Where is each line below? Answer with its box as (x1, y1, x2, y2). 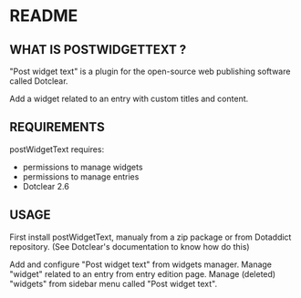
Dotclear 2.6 (22, 180, 70, 191)
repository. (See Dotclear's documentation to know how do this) (9, 241, 250, 252)
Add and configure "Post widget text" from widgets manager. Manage (9, 259, 272, 270)
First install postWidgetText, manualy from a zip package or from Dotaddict (9, 231, 292, 242)
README (9, 5, 78, 26)
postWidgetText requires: (9, 143, 105, 155)
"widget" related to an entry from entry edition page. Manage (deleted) (9, 268, 276, 279)
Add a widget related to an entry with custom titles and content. (9, 93, 249, 104)
